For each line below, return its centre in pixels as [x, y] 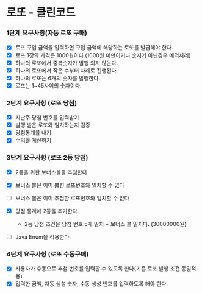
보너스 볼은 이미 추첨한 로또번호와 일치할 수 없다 [72, 198]
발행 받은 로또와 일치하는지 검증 [52, 125]
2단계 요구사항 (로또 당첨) [42, 103]
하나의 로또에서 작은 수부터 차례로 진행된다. [67, 70]
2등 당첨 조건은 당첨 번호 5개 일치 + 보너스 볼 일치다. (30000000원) [106, 224]
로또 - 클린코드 [41, 12]
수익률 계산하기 [33, 140]
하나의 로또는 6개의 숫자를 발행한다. [58, 78]
